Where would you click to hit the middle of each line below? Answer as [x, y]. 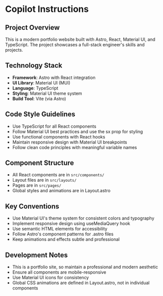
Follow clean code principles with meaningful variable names [75, 147]
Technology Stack [34, 66]
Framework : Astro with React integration [54, 77]
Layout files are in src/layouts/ [44, 180]
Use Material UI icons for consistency [51, 278]
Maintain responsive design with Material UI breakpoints [70, 142]
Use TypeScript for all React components [54, 126]
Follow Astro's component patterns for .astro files [63, 234]
